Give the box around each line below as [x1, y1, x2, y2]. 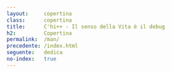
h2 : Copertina [6, 29, 72, 37]
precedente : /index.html [6, 42, 78, 49]
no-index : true [6, 56, 57, 63]
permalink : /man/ [6, 36, 60, 43]
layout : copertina [6, 10, 72, 17]
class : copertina [6, 17, 72, 24]
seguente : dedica [6, 49, 63, 56]
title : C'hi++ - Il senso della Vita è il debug [6, 23, 166, 30]
